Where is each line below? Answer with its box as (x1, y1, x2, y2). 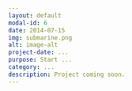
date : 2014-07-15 (8, 26, 66, 34)
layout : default (8, 11, 62, 20)
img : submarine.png (8, 33, 73, 42)
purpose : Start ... (8, 56, 73, 64)
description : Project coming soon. (8, 70, 126, 78)
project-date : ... (8, 48, 69, 56)
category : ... (8, 63, 55, 71)
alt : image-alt (8, 41, 58, 49)
